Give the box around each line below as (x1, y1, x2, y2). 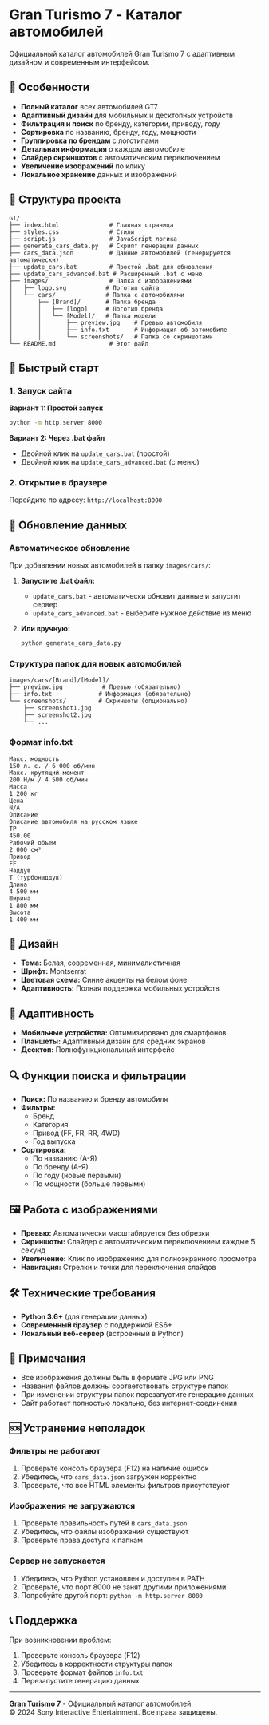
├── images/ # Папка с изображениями (9, 277, 192, 285)
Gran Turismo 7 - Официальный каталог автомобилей (9, 1699, 192, 1708)
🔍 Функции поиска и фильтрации (9, 1069, 187, 1082)
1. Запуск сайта (9, 385, 73, 396)
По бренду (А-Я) (32, 1162, 89, 1172)
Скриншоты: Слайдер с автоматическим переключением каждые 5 (20, 1236, 255, 1246)
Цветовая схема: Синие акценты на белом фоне (20, 975, 188, 985)
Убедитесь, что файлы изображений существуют (20, 1527, 189, 1537)
